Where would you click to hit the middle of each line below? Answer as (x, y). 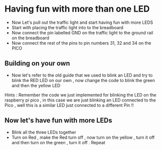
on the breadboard (30, 38)
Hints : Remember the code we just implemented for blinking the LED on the (80, 95)
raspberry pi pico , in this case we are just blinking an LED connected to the (80, 100)
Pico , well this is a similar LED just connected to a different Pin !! (69, 105)
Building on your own (37, 63)
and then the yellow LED (36, 85)
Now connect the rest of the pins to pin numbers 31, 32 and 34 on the (81, 43)
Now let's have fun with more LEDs (58, 121)
